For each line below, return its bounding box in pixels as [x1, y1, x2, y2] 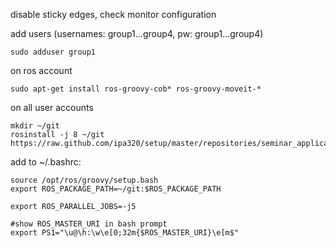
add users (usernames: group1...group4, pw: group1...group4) [10, 28, 264, 39]
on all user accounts [10, 102, 94, 113]
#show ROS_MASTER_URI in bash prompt [10, 219, 168, 229]
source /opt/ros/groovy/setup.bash [10, 175, 159, 185]
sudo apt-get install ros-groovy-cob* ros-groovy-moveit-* [10, 84, 262, 94]
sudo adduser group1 [10, 47, 97, 57]
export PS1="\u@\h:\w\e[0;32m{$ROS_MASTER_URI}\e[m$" [10, 228, 240, 238]
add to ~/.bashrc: [10, 156, 82, 168]
